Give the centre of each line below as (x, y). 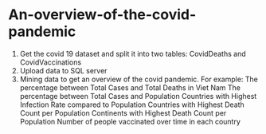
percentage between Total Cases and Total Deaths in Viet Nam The (130, 87)
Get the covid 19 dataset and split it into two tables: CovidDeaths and (133, 53)
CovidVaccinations (51, 62)
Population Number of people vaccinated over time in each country (130, 121)
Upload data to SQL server (63, 70)
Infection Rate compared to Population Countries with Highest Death (132, 104)
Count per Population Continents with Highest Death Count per (123, 112)
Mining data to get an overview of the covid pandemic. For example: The (139, 79)
